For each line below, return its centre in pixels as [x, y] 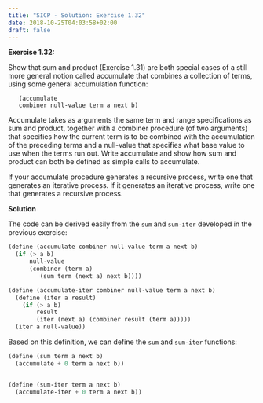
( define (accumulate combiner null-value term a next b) [103, 247]
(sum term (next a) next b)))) [91, 276]
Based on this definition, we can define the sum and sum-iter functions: [123, 342]
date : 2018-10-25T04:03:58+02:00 [63, 23]
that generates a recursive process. [66, 194]
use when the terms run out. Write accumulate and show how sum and [122, 153]
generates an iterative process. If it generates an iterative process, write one [131, 185]
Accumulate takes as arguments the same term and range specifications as [130, 120]
